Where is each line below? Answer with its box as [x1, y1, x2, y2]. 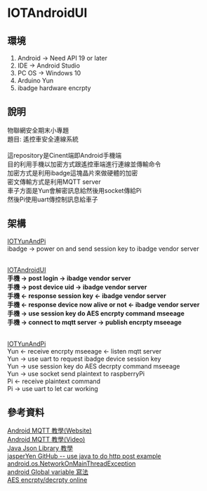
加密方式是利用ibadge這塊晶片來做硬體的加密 [7, 168, 138, 177]
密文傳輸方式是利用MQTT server [7, 178, 102, 186]
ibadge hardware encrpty [17, 84, 91, 92]
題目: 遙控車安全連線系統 [7, 135, 79, 143]
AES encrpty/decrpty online [7, 476, 88, 484]
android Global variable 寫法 [7, 468, 89, 476]
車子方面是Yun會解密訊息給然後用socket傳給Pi [7, 186, 142, 194]
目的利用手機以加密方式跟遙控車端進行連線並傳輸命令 [7, 160, 161, 168]
